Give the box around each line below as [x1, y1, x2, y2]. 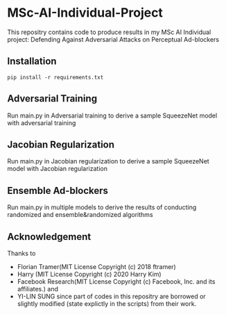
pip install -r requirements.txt [7, 74, 104, 81]
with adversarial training [7, 118, 76, 127]
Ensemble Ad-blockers [7, 184, 109, 196]
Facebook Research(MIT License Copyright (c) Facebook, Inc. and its [17, 277, 216, 286]
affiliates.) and [17, 285, 59, 293]
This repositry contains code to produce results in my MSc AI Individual [7, 28, 211, 36]
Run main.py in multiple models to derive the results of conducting [7, 203, 197, 211]
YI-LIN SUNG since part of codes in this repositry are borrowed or [17, 292, 206, 300]
